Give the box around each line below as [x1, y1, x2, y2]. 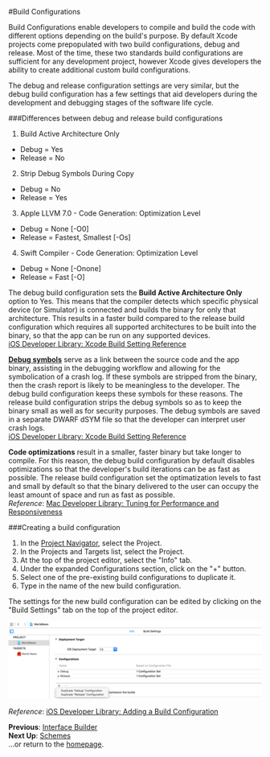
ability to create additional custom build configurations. [8, 65, 191, 75]
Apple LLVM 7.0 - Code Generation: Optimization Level [19, 208, 201, 218]
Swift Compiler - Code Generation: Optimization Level [19, 249, 198, 257]
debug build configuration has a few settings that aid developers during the [8, 89, 258, 99]
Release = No [19, 153, 65, 163]
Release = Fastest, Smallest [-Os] [19, 232, 131, 242]
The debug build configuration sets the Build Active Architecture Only [8, 288, 243, 297]
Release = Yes [19, 193, 67, 202]
